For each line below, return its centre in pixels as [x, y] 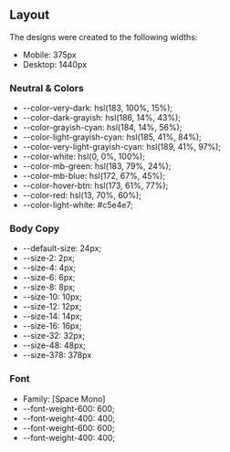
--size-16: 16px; [52, 326]
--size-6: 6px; [49, 278]
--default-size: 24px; [62, 248]
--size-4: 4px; [49, 268]
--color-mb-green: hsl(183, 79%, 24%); [97, 166]
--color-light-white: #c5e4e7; [78, 205]
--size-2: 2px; [49, 258]
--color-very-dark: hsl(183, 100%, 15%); [98, 108]
